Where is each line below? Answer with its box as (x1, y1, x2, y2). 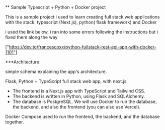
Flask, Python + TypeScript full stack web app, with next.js (5, 78, 127, 84)
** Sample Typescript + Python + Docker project (5, 4, 106, 10)
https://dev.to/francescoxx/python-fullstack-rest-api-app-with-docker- (9, 44, 157, 49)
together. (5, 119, 24, 124)
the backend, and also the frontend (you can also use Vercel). (12, 104, 141, 109)
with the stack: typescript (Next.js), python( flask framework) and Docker (5, 19, 157, 25)
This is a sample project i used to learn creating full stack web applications (5, 14, 160, 19)
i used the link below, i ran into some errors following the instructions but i (5, 29, 158, 34)
